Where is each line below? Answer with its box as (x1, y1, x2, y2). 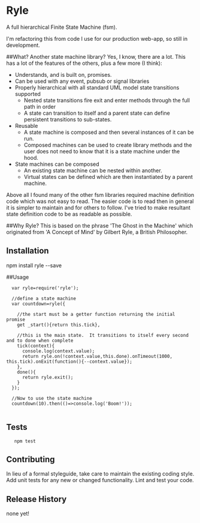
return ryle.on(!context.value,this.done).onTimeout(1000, (22, 353, 172, 359)
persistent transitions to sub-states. (23, 115, 112, 123)
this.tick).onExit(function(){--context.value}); (6, 358, 133, 364)
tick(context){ (17, 343, 55, 349)
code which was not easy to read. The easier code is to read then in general (6, 198, 194, 205)
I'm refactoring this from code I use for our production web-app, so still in (6, 35, 188, 42)
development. (6, 41, 40, 49)
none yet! (6, 510, 30, 517)
